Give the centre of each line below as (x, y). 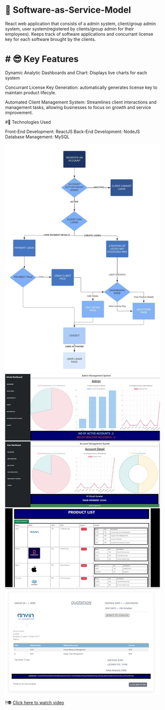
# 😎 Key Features (42, 59)
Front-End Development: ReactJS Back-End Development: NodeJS (73, 131)
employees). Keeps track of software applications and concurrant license (79, 34)
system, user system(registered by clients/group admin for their (69, 28)
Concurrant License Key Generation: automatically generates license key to (81, 87)
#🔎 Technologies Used (28, 122)
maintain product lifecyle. (31, 92)
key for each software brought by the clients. (51, 39)
